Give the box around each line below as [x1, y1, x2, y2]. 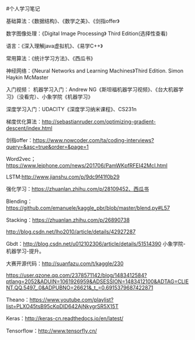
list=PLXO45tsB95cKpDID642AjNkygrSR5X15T [6, 303, 119, 310]
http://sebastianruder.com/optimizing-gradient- [41, 118, 156, 125]
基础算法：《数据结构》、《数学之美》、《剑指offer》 [6, 18, 120, 25]
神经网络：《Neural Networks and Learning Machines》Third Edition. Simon [6, 67, 184, 74]
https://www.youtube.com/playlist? [29, 296, 114, 303]
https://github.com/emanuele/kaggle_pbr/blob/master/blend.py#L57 [6, 204, 170, 211]
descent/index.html [6, 125, 53, 132]
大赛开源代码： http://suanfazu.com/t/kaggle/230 [6, 260, 124, 267]
